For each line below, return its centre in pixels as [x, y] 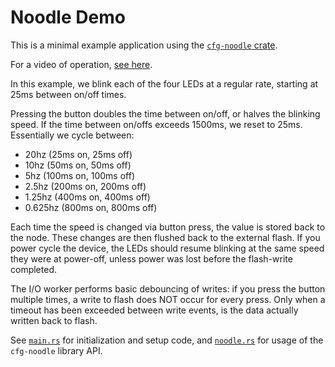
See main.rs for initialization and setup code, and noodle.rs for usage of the [167, 340]
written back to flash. [54, 320]
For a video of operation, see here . [81, 64]
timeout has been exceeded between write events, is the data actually [154, 310]
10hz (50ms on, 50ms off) [78, 165]
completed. [33, 269]
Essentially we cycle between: [72, 135]
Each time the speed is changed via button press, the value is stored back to [168, 227]
